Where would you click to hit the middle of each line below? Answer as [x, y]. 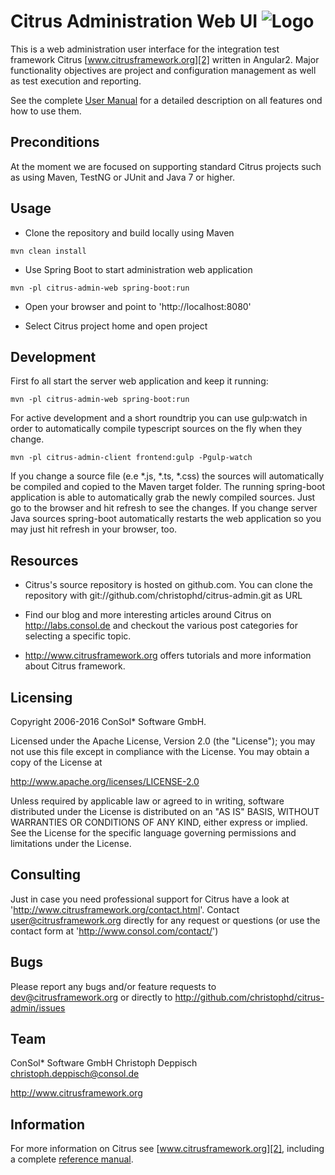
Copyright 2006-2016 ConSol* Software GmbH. [108, 721]
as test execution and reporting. [76, 81]
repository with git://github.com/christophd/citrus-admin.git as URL [163, 596]
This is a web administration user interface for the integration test [145, 49]
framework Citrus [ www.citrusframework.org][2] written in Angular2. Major [165, 59]
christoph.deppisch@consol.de [75, 1074]
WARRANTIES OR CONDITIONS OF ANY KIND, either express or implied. [159, 822]
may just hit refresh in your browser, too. [94, 529]
